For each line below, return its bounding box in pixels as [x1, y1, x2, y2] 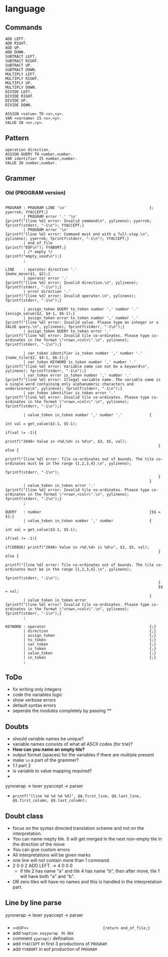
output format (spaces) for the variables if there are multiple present [12, 752, 154, 758]
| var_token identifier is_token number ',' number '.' [23, 351, 143, 356]
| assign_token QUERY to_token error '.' [23, 329, 112, 334]
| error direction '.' [23, 289, 71, 294]
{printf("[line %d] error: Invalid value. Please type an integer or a [5, 320, 158, 325]
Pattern [5, 134, 29, 143]
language [5, 3, 46, 15]
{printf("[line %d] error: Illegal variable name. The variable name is [5, 377, 161, 382]
